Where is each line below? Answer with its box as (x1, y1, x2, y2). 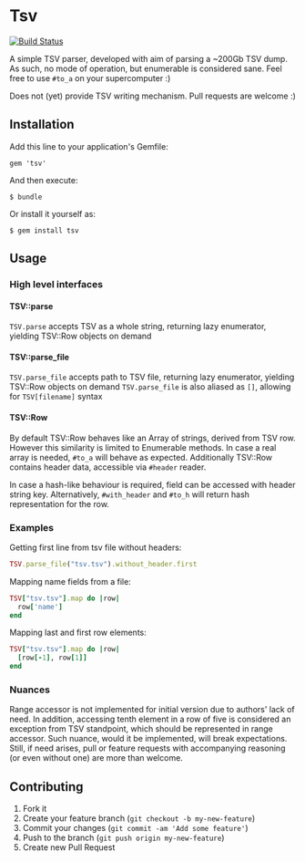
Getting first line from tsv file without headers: (9, 542, 182, 553)
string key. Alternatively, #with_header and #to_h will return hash (9, 489, 250, 500)
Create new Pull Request (22, 842, 116, 853)
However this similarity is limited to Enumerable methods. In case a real (9, 441, 277, 452)
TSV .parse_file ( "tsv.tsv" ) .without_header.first (9, 559, 198, 568)
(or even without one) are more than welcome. (9, 753, 184, 763)
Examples (9, 521, 55, 534)
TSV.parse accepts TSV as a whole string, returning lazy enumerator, (9, 321, 267, 332)
